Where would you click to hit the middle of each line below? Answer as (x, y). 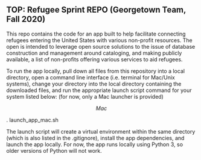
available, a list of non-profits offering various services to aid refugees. (94, 59)
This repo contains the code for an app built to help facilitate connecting (96, 34)
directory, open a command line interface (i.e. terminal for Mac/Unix (91, 77)
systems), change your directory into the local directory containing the (94, 84)
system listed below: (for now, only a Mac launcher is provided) (85, 96)
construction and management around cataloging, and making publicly (94, 53)
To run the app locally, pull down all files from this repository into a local (96, 71)
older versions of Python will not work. (54, 150)
